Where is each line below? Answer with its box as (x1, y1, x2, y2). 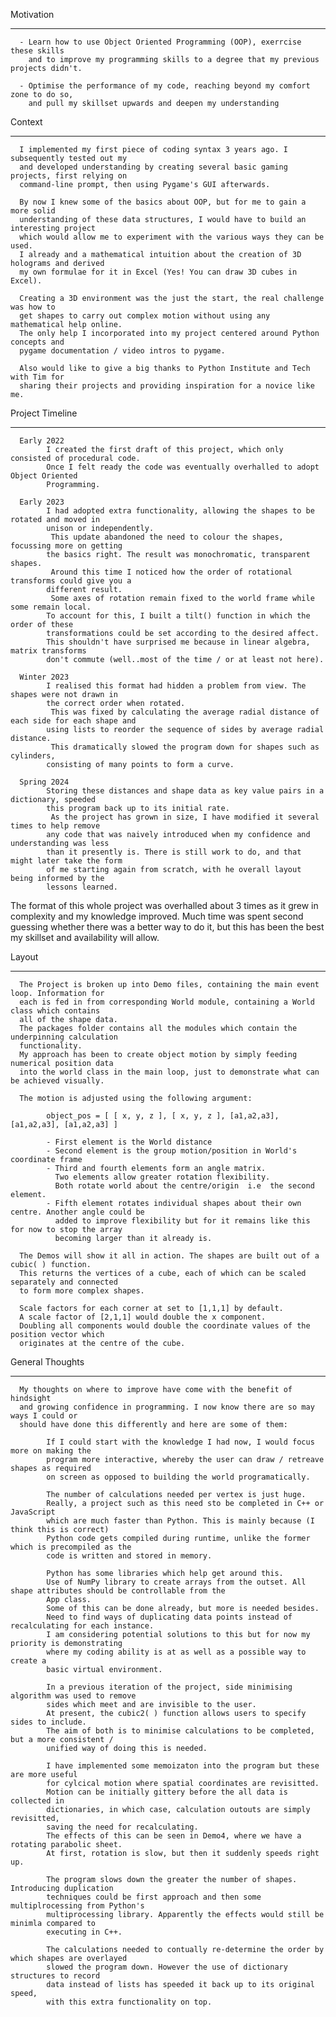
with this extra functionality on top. (46, 1997, 213, 2007)
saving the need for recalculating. (46, 1822, 199, 1832)
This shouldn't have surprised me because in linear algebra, (46, 637, 311, 647)
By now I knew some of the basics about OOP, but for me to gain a (19, 197, 307, 207)
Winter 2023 (19, 672, 70, 682)
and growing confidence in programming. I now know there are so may (19, 1402, 315, 1412)
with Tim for (10, 372, 65, 382)
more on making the (10, 1446, 92, 1456)
